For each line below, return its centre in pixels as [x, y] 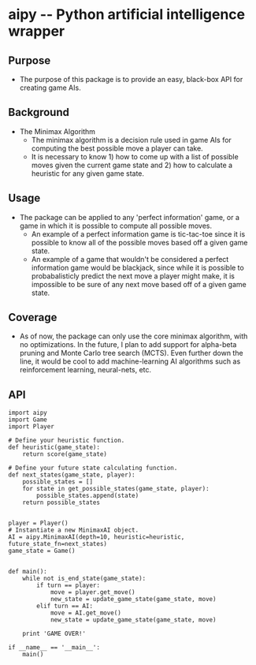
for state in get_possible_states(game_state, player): [116, 489]
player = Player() [38, 523]
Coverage [33, 318]
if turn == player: [69, 585]
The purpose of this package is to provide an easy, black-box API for [131, 79]
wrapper [37, 31]
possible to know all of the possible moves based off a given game [139, 242]
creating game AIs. [50, 88]
